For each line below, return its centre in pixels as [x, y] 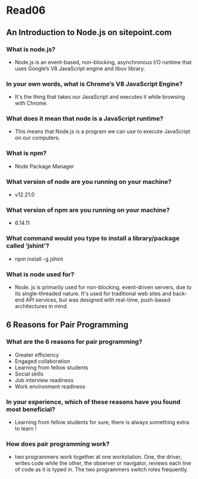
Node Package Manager [44, 166]
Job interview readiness [44, 380]
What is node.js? [31, 49]
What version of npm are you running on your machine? [88, 210]
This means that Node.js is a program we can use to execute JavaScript [103, 132]
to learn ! [25, 428]
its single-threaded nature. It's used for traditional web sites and [93, 293]
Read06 [26, 10]
